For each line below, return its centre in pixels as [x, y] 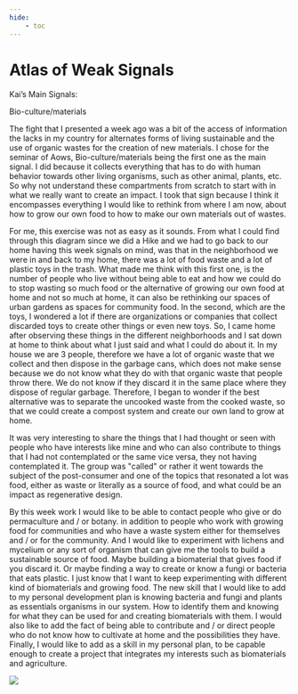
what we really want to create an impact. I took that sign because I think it [144, 195]
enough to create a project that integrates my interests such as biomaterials [148, 654]
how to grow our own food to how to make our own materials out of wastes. [148, 214]
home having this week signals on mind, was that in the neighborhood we [144, 250]
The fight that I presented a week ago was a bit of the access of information [148, 129]
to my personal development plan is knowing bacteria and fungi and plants [146, 597]
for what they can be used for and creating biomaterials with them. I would [146, 616]
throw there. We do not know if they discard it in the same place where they [148, 383]
